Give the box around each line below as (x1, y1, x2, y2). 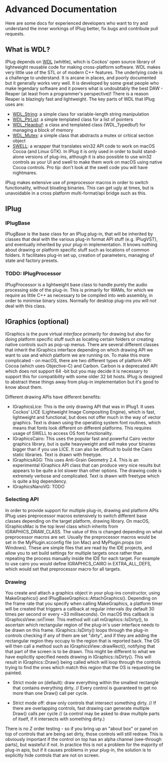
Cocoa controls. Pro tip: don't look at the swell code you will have (12, 164, 148, 170)
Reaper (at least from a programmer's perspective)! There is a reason (5, 90, 149, 96)
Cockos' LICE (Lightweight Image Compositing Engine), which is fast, (12, 409, 156, 415)
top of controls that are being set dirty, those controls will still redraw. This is (5, 731, 163, 737)
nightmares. (12, 170, 38, 176)
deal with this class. (5, 302, 46, 309)
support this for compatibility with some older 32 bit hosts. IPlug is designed (5, 373, 163, 379)
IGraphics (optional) (5, 318, 69, 326)
